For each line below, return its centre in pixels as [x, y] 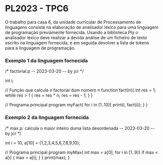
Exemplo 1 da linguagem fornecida [46, 61]
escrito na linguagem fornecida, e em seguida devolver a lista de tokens [77, 42]
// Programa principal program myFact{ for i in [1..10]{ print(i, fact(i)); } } [76, 105]
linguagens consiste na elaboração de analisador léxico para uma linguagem [82, 27]
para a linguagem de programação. [40, 48]
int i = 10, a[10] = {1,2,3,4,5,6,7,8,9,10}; [43, 143]
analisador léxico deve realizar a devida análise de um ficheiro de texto [76, 38]
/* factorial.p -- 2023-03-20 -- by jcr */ [45, 71]
